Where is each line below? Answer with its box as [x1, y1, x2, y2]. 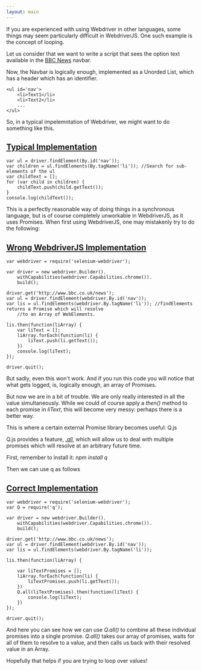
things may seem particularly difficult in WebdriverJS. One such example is [6, 31, 193, 39]
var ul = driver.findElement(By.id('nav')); [6, 158, 120, 164]
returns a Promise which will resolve [6, 306, 104, 312]
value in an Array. [6, 645, 50, 653]
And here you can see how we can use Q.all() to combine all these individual [6, 626, 196, 634]
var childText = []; [6, 174, 58, 180]
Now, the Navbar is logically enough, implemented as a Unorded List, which [6, 68, 194, 76]
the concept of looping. [6, 38, 65, 45]
